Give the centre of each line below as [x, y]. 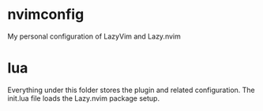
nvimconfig [46, 15]
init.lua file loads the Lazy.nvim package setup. [83, 98]
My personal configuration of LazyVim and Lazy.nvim [94, 36]
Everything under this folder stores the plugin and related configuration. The [131, 90]
